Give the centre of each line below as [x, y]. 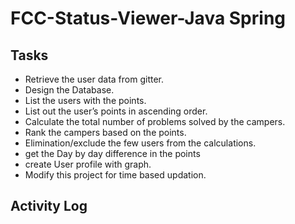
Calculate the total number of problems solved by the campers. [155, 121]
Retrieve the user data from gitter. [94, 79]
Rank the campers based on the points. [105, 132]
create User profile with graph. [88, 164]
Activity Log [49, 206]
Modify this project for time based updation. [115, 175]
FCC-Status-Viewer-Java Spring [148, 18]
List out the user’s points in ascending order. [116, 111]
